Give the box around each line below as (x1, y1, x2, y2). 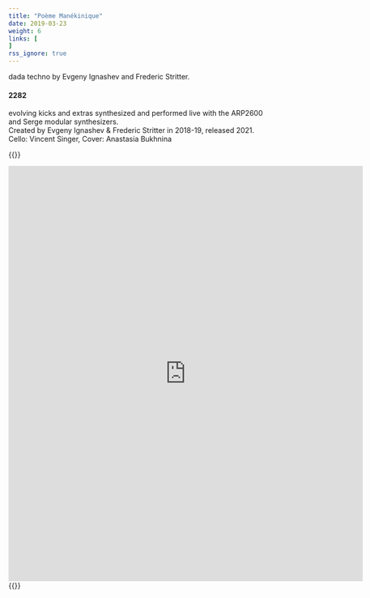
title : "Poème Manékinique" (8, 11, 104, 20)
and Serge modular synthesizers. (8, 117, 119, 126)
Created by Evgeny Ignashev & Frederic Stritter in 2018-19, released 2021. (8, 126, 255, 135)
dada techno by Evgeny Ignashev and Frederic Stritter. (8, 72, 190, 81)
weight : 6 (8, 27, 42, 35)
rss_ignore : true (8, 49, 67, 58)
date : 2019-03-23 (8, 19, 67, 28)
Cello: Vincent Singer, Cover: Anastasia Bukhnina (8, 135, 172, 144)
